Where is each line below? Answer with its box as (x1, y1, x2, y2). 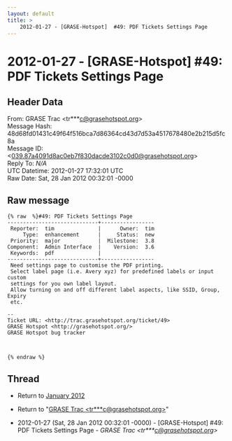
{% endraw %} (7, 354, 45, 361)
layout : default (7, 10, 55, 17)
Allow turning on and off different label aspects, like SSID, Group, (10, 286, 220, 294)
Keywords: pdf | (10, 250, 101, 257)
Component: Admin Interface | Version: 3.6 (7, 244, 155, 251)
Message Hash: (7, 122, 52, 130)
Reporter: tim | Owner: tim (10, 225, 155, 232)
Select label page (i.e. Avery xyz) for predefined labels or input (10, 268, 215, 275)
